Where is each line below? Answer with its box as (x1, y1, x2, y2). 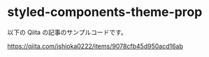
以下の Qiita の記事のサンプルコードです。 (7, 28, 127, 36)
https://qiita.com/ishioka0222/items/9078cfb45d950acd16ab (7, 42, 184, 50)
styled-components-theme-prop (7, 4, 203, 20)
